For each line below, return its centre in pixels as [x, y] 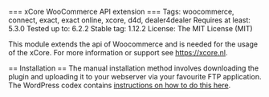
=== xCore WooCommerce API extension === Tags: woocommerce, [121, 12]
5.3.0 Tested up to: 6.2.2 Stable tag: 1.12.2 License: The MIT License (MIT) [130, 28]
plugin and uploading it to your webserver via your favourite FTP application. [135, 77]
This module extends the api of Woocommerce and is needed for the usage [133, 44]
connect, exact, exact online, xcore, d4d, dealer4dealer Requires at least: [130, 20]
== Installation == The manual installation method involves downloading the [134, 68]
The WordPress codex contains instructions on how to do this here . [120, 85]
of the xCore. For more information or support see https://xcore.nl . [118, 53]
